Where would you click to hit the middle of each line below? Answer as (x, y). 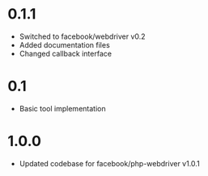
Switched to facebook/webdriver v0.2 (83, 36)
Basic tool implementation (62, 108)
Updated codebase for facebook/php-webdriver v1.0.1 (109, 163)
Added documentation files (64, 44)
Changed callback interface (66, 53)
